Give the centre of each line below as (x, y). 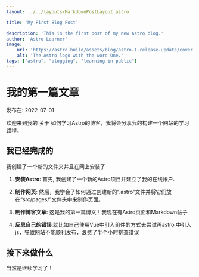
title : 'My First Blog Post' (42, 22)
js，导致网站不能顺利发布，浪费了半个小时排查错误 (77, 232)
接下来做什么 (30, 252)
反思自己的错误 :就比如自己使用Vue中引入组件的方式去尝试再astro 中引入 (103, 224)
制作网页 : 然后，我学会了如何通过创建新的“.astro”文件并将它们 (91, 192)
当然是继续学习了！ (30, 268)
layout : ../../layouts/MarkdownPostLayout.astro (68, 12)
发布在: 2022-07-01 (30, 110)
